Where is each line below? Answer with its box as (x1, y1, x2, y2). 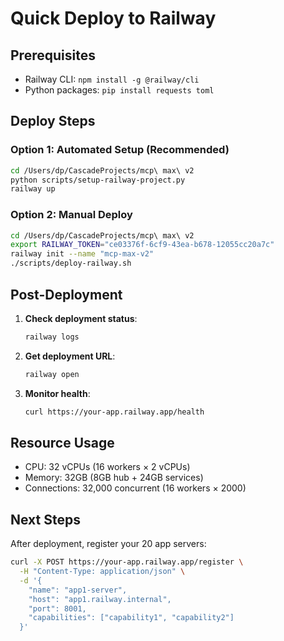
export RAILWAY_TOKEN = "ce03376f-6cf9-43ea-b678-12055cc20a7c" (10, 240, 275, 250)
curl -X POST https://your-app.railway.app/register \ (10, 557, 244, 567)
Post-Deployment (10, 286, 123, 303)
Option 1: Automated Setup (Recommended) (10, 143, 230, 157)
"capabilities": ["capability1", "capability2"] (28, 613, 235, 623)
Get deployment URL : (24, 350, 116, 362)
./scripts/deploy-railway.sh (10, 258, 132, 269)
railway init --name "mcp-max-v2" (10, 249, 155, 259)
